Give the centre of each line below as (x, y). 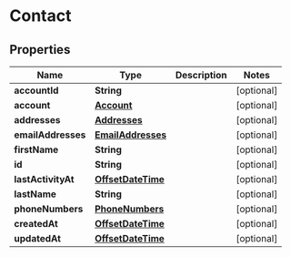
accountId (36, 90)
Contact (40, 16)
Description (201, 75)
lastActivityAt (44, 179)
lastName (35, 194)
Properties (40, 50)
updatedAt (38, 238)
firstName (36, 149)
